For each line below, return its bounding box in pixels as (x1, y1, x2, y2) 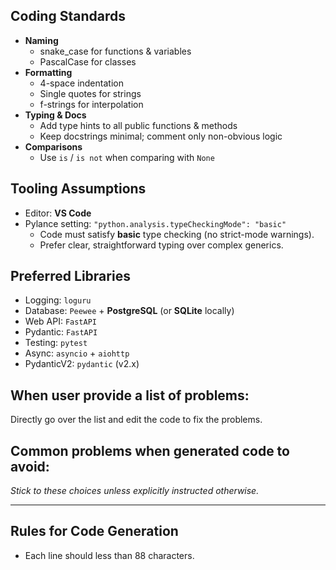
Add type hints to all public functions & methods (39, 119, 238, 131)
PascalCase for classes (39, 55, 137, 68)
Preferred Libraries (10, 268, 131, 285)
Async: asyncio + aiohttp (24, 347, 130, 359)
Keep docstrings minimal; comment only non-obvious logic (39, 130, 283, 142)
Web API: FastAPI (24, 315, 98, 328)
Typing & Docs (24, 109, 87, 121)
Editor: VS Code (24, 207, 92, 219)
